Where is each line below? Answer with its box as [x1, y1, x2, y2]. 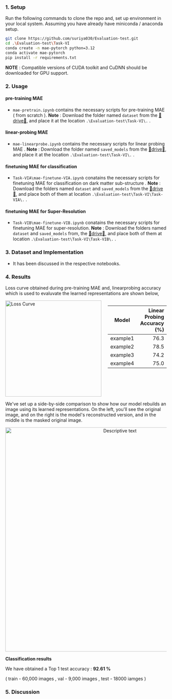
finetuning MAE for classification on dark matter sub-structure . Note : [12, 180, 161, 187]
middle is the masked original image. [5, 417, 83, 423]
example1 [110, 335, 135, 342]
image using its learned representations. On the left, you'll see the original [5, 406, 161, 412]
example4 [110, 360, 135, 367]
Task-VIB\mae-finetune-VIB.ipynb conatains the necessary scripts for [12, 219, 160, 226]
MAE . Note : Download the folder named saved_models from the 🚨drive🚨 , [12, 146, 166, 152]
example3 [110, 352, 135, 358]
